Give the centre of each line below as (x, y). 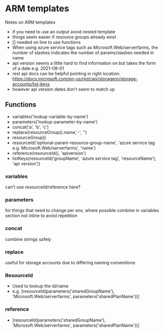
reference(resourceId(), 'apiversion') (49, 153)
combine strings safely (28, 239)
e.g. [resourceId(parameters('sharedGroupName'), (63, 291)
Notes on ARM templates (30, 22)
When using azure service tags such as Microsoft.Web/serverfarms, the (85, 47)
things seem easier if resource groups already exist (64, 37)
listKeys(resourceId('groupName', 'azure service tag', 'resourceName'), (84, 158)
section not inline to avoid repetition (41, 216)
